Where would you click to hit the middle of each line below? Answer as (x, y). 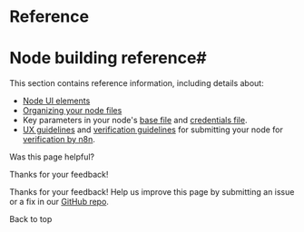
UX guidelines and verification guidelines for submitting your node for (152, 130)
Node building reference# (108, 58)
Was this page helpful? (52, 157)
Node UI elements (56, 101)
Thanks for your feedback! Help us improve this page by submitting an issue (152, 192)
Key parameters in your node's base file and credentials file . (135, 121)
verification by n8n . (59, 140)
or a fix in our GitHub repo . (59, 202)
